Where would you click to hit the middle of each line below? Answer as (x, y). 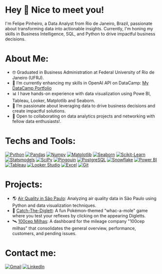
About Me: (27, 59)
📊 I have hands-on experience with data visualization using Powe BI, (81, 93)
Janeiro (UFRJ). (28, 78)
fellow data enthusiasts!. (37, 121)
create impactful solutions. (39, 111)
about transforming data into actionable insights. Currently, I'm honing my (79, 28)
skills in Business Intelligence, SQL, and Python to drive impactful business (80, 34)
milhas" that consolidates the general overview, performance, (74, 228)
